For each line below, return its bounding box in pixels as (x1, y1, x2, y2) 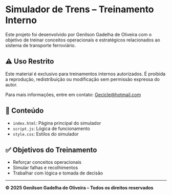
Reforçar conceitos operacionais (12, 159, 82, 165)
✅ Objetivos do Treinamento (5, 145, 97, 154)
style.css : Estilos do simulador (12, 131, 79, 137)
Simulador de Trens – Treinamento (5, 4, 155, 15)
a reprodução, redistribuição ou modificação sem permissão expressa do (5, 76, 160, 82)
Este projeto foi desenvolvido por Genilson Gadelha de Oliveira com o (5, 31, 152, 37)
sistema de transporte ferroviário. (5, 42, 76, 48)
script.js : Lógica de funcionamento (12, 125, 91, 132)
